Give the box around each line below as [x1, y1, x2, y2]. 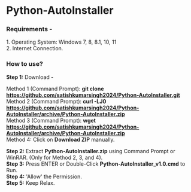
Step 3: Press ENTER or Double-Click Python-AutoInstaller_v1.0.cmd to [6, 160, 186, 167]
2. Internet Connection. [6, 45, 63, 52]
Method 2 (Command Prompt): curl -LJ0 [6, 97, 107, 105]
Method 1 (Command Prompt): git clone [6, 85, 104, 92]
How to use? [6, 60, 43, 68]
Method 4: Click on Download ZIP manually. [6, 136, 115, 143]
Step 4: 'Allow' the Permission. [6, 173, 82, 180]
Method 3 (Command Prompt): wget [6, 117, 96, 124]
